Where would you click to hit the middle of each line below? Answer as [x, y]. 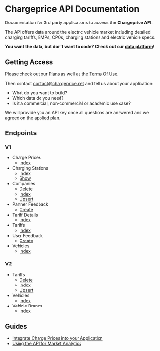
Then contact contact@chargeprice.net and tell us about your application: [79, 83]
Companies [24, 184]
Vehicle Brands [27, 306]
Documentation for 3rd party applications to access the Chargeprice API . [79, 22]
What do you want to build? [40, 93]
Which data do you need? [38, 98]
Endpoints [21, 133]
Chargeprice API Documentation [72, 9]
